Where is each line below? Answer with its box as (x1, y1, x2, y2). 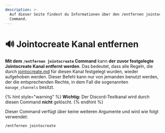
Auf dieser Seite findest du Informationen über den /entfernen (9, 12, 144, 17)
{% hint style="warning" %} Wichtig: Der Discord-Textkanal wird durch (5, 94, 150, 100)
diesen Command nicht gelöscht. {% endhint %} (5, 99, 104, 105)
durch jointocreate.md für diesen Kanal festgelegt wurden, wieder (5, 68, 138, 74)
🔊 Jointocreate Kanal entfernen (5, 38, 139, 50)
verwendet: (5, 114, 28, 120)
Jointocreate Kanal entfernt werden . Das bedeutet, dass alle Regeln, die (5, 64, 153, 69)
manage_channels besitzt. (5, 84, 55, 90)
